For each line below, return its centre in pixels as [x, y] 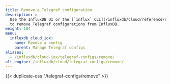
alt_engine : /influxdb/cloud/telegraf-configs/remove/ [65, 62]
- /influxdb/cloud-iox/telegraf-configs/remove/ [62, 57]
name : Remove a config [38, 43]
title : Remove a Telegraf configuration [49, 10]
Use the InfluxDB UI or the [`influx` [51, 19]
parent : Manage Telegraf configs [50, 48]
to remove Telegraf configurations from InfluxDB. [65, 24]
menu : [11, 33]
